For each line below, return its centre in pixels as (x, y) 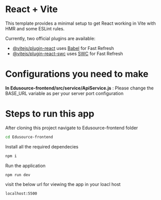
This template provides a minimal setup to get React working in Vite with (80, 23)
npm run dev (18, 175)
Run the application (25, 166)
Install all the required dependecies (42, 146)
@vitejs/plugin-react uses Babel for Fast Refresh (63, 48)
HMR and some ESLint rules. (35, 28)
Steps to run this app (50, 114)
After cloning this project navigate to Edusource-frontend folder (72, 128)
